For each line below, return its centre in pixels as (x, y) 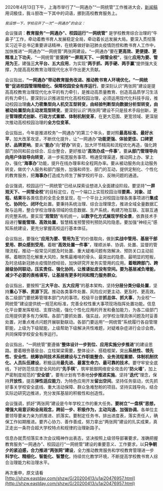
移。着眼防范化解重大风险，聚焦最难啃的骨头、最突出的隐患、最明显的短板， (81, 257)
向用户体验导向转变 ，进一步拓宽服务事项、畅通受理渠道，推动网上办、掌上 (79, 157)
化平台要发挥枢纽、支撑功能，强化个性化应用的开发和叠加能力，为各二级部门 (81, 310)
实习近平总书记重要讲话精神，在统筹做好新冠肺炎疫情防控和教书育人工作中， (81, 45)
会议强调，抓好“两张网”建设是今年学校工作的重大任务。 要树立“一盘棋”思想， (81, 403)
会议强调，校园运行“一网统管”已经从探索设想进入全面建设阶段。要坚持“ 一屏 (80, 186)
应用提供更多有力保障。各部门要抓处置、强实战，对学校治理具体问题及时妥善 (81, 316)
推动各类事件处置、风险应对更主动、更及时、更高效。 (105, 291)
